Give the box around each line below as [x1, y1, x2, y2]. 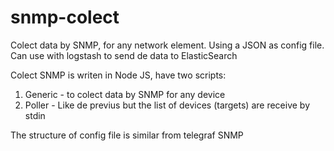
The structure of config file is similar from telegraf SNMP [10, 129, 244, 141]
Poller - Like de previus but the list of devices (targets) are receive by [24, 99, 311, 111]
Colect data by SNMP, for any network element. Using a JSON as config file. [10, 39, 325, 51]
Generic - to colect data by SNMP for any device [24, 88, 226, 100]
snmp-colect [10, 6, 120, 29]
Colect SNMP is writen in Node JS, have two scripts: [10, 69, 227, 81]
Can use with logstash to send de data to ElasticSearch [10, 49, 238, 61]
